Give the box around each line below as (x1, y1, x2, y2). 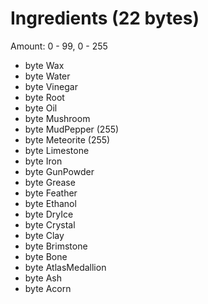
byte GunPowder (24, 165, 95, 177)
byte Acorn (24, 282, 72, 294)
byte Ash (24, 272, 63, 284)
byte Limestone (24, 144, 90, 156)
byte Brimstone (24, 240, 88, 252)
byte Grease (24, 176, 76, 188)
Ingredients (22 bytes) (10, 7, 200, 30)
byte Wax (24, 59, 65, 71)
